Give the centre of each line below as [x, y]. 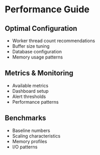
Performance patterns [35, 102]
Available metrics [30, 85]
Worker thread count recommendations [54, 41]
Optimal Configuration [41, 28]
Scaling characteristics [36, 136]
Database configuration [37, 52]
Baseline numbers [31, 130]
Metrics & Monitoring [39, 73]
